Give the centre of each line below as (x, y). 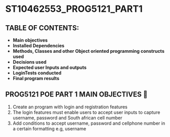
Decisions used (30, 62)
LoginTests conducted (37, 73)
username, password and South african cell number (67, 118)
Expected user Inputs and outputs (50, 67)
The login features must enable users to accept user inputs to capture (86, 112)
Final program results (36, 78)
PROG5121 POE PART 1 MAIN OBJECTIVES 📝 (77, 95)
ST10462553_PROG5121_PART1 (74, 9)
